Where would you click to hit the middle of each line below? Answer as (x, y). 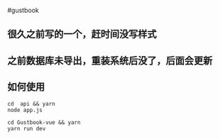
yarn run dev (27, 128)
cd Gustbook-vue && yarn (44, 122)
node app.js (25, 110)
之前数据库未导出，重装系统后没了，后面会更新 (110, 61)
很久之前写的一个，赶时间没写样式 (82, 34)
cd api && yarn (31, 104)
